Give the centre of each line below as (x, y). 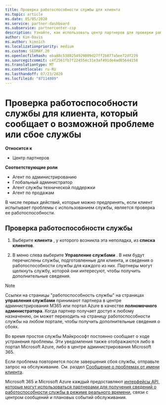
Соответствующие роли (31, 167)
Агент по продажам (33, 193)
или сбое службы (43, 134)
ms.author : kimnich (25, 42)
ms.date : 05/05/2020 (26, 19)
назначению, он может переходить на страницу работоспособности (78, 316)
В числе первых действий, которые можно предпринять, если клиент (79, 202)
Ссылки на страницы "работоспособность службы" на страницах (75, 295)
